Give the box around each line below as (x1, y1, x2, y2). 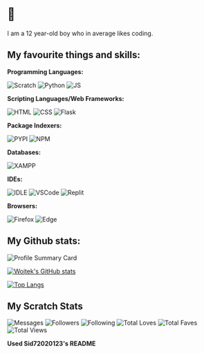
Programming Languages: (7, 67, 84, 75)
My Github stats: (7, 235, 81, 247)
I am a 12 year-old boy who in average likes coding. (7, 29, 154, 37)
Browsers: (7, 201, 38, 210)
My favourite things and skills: (7, 49, 140, 61)
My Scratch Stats (7, 300, 83, 312)
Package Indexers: (7, 121, 62, 129)
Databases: (7, 148, 41, 156)
